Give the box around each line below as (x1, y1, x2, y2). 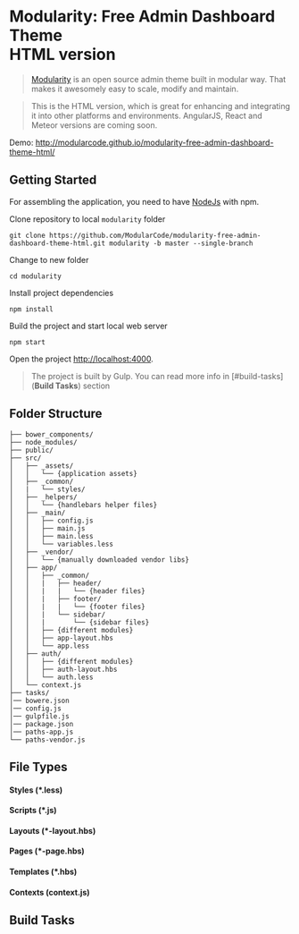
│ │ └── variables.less (9, 539, 114, 548)
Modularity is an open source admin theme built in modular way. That (30, 73, 287, 84)
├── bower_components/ (9, 429, 94, 439)
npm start (9, 337, 46, 346)
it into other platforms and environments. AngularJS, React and (30, 110, 263, 121)
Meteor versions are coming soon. (30, 119, 158, 131)
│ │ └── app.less (9, 641, 90, 650)
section (82, 380, 111, 391)
